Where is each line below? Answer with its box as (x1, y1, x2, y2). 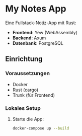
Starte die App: (12, 116, 44, 122)
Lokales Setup (5, 104, 41, 111)
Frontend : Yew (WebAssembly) (12, 29, 78, 35)
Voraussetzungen (5, 70, 50, 77)
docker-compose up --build (12, 125, 69, 131)
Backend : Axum (12, 35, 46, 41)
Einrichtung (5, 55, 43, 63)
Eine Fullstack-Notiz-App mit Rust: (5, 20, 76, 26)
